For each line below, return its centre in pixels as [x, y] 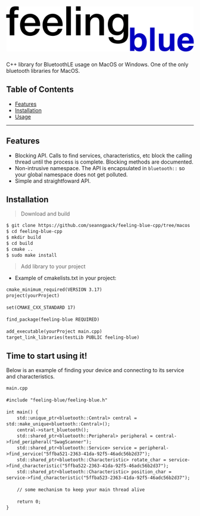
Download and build [45, 214]
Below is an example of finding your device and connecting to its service [95, 370]
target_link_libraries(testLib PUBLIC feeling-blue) [73, 337]
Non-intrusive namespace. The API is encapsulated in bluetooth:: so [100, 168]
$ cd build [20, 244]
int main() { [22, 412]
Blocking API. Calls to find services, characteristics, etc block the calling [103, 155]
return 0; [29, 502]
